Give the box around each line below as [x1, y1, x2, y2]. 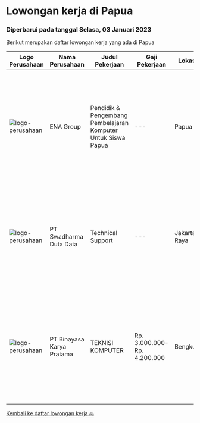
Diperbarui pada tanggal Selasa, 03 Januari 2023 [6, 26, 152, 34]
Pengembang [90, 111, 128, 120]
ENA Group [49, 123, 82, 131]
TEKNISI [90, 339, 114, 347]
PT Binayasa [49, 335, 85, 343]
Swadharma [49, 233, 83, 241]
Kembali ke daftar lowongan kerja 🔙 [6, 410, 94, 417]
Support [90, 236, 113, 245]
